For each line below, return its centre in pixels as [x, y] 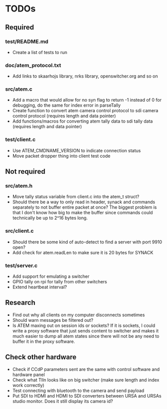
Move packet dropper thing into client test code [61, 156]
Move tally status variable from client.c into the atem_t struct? [76, 197]
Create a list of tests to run [40, 52]
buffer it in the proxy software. [43, 341]
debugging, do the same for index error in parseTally [66, 105]
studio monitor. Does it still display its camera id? [63, 401]
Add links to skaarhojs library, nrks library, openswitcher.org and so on [85, 76]
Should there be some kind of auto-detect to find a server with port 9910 [87, 242]
